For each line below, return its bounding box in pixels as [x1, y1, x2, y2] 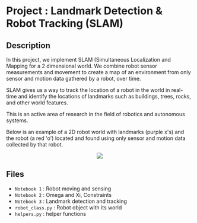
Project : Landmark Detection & [6, 4, 163, 18]
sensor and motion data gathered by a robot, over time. [6, 75, 141, 82]
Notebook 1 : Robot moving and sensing [14, 185, 112, 192]
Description [6, 40, 50, 50]
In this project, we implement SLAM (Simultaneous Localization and [6, 56, 171, 63]
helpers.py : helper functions [14, 210, 86, 217]
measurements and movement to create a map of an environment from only [6, 69, 191, 75]
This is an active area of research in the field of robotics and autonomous [6, 111, 185, 117]
